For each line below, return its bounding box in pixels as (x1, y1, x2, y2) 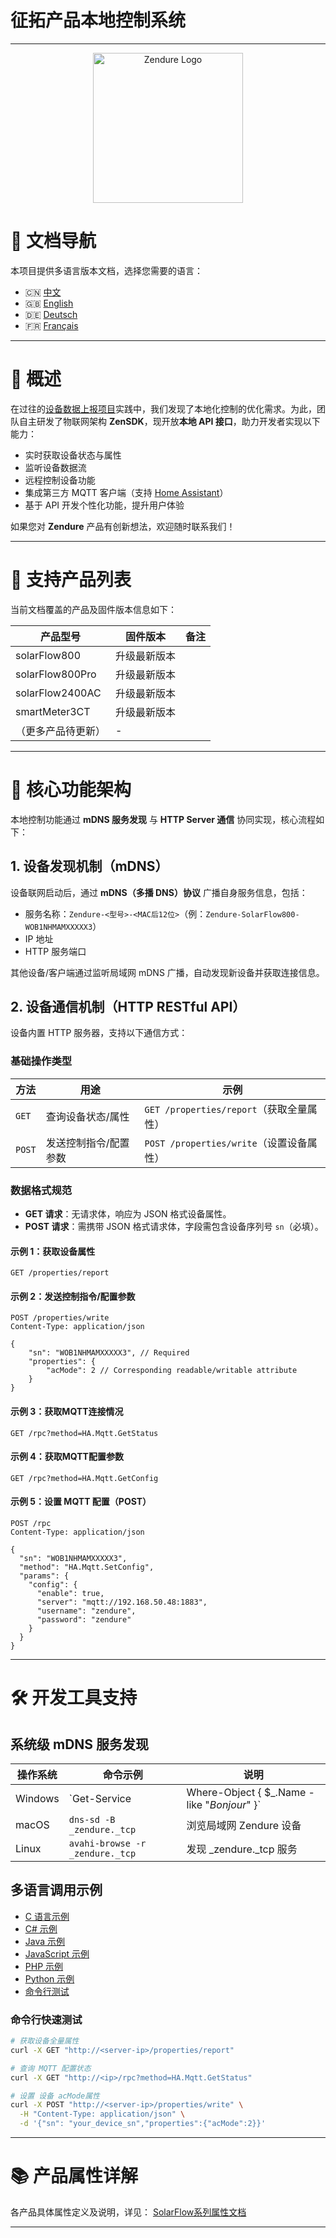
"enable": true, (36, 1588, 105, 1598)
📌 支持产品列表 (10, 569, 132, 591)
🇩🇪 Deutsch (24, 308, 78, 320)
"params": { (19, 1571, 70, 1581)
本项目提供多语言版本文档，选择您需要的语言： (10, 264, 203, 276)
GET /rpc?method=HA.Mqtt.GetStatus (10, 1428, 159, 1438)
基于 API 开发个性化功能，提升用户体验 (24, 499, 185, 511)
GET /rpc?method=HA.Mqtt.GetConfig (10, 1473, 159, 1483)
